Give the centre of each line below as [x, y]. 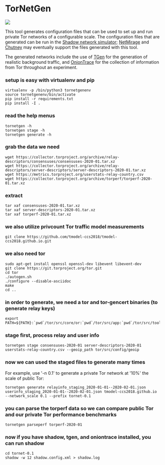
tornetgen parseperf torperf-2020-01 [44, 425]
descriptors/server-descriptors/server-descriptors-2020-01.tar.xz [76, 170]
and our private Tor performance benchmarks [61, 414]
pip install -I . [23, 103]
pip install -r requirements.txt [39, 99]
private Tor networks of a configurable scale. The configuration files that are [82, 37]
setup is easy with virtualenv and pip [50, 80]
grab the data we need [32, 147]
